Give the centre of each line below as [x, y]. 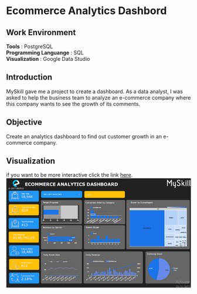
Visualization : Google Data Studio [48, 59]
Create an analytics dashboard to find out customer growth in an [84, 136]
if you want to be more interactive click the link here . [69, 175]
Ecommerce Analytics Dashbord [86, 11]
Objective [24, 122]
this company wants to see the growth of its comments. [73, 104]
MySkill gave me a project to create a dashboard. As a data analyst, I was [94, 91]
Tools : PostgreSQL [30, 46]
